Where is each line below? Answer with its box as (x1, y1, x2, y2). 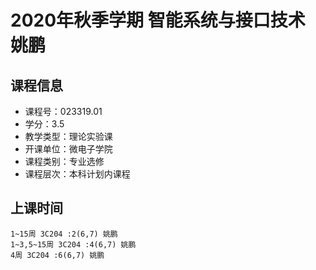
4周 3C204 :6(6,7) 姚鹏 (10, 250, 105, 260)
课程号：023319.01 (24, 106, 103, 117)
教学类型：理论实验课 (24, 131, 113, 142)
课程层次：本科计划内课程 (24, 168, 131, 180)
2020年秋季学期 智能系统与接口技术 (10, 9, 306, 32)
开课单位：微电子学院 (24, 143, 113, 155)
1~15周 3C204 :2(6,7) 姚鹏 (10, 229, 118, 239)
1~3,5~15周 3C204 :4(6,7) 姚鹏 (10, 239, 137, 250)
